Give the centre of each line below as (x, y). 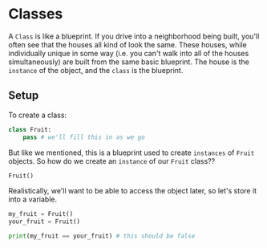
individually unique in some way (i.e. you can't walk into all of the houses (129, 53)
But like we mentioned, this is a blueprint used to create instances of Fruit (131, 152)
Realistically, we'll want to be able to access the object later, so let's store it (133, 191)
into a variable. (33, 199)
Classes (36, 14)
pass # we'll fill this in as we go (84, 137)
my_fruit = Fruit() (41, 214)
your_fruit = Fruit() (44, 222)
